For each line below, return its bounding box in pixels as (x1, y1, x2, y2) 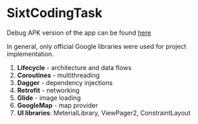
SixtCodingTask (6, 5, 103, 21)
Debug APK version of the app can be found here (6, 28, 152, 37)
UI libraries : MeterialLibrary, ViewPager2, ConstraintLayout (16, 108, 191, 117)
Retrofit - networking (16, 86, 80, 94)
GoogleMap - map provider (16, 101, 98, 109)
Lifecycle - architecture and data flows (16, 63, 132, 72)
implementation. (6, 50, 54, 58)
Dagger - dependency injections (16, 78, 113, 86)
